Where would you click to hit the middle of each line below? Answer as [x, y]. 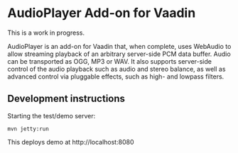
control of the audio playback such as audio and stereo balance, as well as [117, 69]
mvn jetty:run [28, 129]
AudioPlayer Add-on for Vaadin [102, 13]
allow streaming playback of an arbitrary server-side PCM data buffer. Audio [119, 54]
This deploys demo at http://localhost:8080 [71, 142]
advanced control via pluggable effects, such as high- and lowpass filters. [116, 76]
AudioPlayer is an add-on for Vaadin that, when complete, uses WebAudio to [119, 46]
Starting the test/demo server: [52, 115]
